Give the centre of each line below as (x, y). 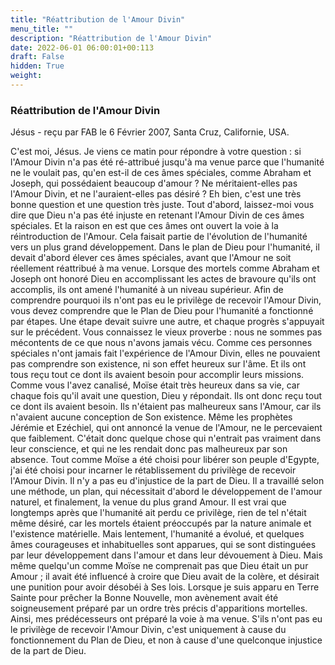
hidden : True (37, 66)
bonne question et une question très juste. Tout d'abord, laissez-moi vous (162, 205)
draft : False (37, 57)
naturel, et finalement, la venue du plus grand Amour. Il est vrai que (148, 502)
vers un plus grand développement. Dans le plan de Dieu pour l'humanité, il (165, 247)
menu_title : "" (42, 29)
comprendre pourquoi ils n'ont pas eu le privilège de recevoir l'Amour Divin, (166, 300)
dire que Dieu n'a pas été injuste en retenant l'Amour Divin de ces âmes (157, 215)
